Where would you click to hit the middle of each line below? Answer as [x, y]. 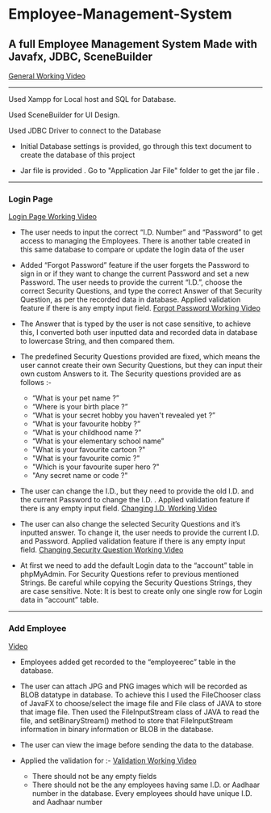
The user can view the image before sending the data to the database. [137, 744]
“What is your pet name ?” [75, 398]
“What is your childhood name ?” [87, 433]
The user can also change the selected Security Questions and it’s [130, 524]
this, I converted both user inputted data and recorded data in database [139, 332]
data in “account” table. [59, 600]
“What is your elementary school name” [98, 441]
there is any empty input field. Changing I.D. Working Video [119, 508]
